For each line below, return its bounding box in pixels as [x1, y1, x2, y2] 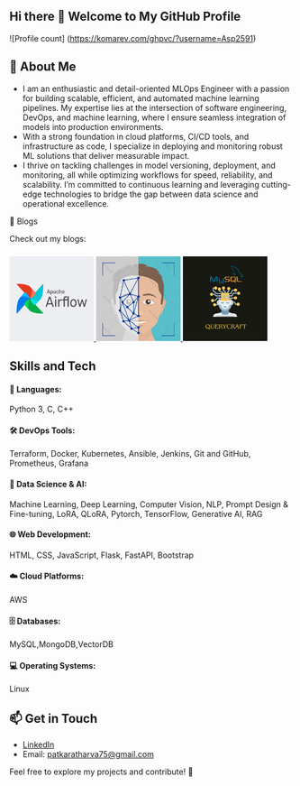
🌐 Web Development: [9, 529, 92, 540]
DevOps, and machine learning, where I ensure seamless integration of [22, 112, 286, 123]
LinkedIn [22, 739, 55, 750]
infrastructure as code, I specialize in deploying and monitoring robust [22, 141, 284, 152]
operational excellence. [22, 198, 110, 208]
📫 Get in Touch [9, 710, 98, 726]
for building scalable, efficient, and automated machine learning [22, 92, 259, 104]
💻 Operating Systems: [9, 660, 96, 670]
